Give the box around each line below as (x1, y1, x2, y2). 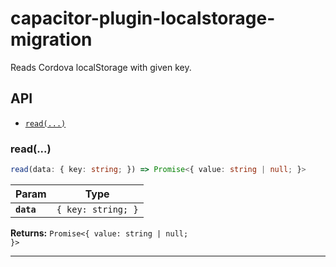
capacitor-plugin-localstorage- (10, 7, 276, 30)
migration (10, 28, 93, 51)
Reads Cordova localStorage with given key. (10, 61, 192, 73)
